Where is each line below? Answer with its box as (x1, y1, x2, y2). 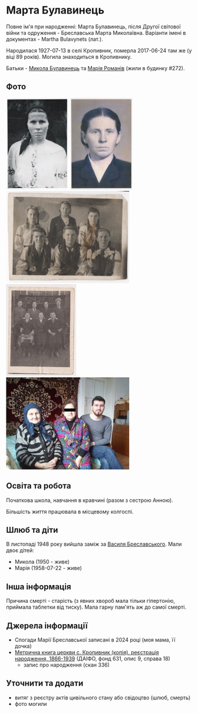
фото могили (14, 700, 47, 707)
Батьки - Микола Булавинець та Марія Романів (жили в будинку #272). (6, 64, 185, 71)
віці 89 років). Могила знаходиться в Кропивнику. (6, 53, 132, 60)
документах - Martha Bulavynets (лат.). (6, 35, 103, 42)
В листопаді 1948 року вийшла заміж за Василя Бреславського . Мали (6, 540, 182, 548)
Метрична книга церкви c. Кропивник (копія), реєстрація (14, 649, 159, 656)
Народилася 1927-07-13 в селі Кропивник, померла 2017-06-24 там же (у (6, 47, 192, 54)
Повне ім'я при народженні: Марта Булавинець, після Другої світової (6, 23, 181, 30)
